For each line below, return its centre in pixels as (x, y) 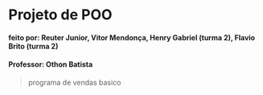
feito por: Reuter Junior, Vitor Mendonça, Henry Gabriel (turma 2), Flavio (132, 37)
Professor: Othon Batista (51, 64)
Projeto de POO (60, 15)
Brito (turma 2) (33, 46)
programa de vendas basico (74, 82)
